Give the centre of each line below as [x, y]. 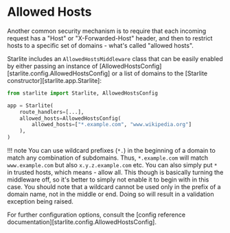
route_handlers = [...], [52, 112]
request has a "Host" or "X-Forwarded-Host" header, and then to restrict [110, 38]
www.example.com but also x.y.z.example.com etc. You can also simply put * [112, 165]
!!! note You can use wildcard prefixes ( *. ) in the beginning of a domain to [112, 151]
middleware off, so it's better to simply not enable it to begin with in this [108, 180]
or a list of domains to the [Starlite [160, 73]
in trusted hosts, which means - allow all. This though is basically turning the [115, 173]
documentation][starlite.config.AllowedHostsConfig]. [82, 222]
